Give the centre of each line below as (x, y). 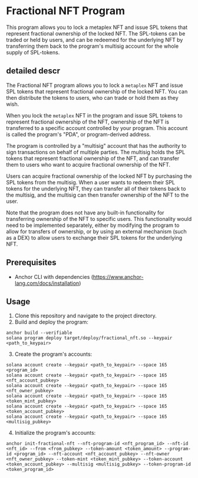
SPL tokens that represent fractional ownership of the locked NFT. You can (97, 91)
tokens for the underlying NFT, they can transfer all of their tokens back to (96, 188)
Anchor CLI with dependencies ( (54, 277)
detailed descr (33, 71)
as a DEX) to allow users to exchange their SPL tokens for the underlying (94, 238)
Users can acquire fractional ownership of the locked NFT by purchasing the (99, 176)
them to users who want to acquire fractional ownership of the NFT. (88, 164)
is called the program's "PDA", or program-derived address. (79, 134)
